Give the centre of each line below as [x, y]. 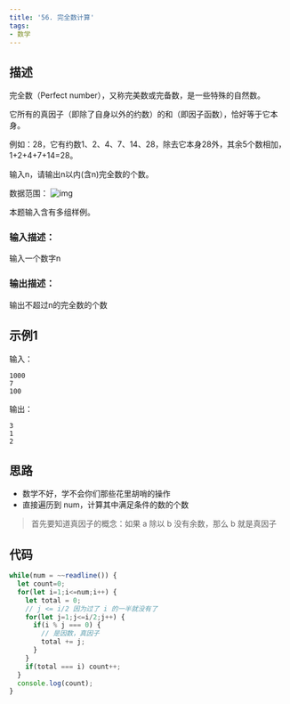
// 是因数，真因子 [70, 634]
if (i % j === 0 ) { [67, 625]
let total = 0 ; [53, 600]
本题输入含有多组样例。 [52, 212]
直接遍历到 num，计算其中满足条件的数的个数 [105, 505]
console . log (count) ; [55, 683]
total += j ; [64, 642]
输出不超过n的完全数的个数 [59, 304]
